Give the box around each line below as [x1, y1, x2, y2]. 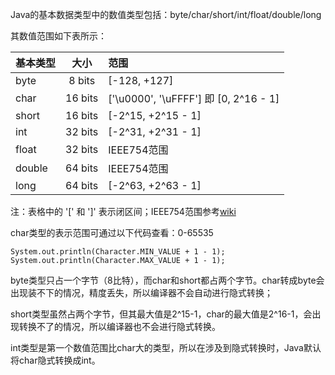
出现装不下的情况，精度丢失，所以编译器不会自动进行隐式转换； [10, 287, 273, 298]
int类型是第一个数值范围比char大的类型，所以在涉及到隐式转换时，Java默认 [10, 342, 322, 353]
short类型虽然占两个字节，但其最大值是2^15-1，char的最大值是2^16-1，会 [10, 308, 313, 320]
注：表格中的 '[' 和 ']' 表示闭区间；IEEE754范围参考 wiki [10, 206, 237, 217]
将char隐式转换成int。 [10, 354, 101, 366]
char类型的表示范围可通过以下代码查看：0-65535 [10, 227, 214, 238]
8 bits [68, 74, 96, 87]
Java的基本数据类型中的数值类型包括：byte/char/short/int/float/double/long [10, 9, 322, 20]
